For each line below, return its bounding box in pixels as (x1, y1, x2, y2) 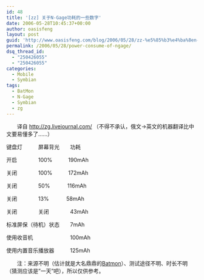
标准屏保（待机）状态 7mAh (6, 220, 85, 228)
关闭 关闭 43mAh (6, 208, 89, 215)
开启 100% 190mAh (6, 156, 89, 163)
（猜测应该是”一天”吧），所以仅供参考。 (6, 267, 104, 275)
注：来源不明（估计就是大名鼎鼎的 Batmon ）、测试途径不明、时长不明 (16, 259, 188, 267)
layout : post (6, 32, 39, 38)
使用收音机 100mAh (6, 234, 91, 241)
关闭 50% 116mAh (6, 182, 87, 189)
